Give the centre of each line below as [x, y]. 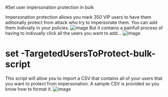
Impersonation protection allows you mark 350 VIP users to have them [78, 17]
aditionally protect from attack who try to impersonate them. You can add [81, 22]
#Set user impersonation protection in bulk [50, 7]
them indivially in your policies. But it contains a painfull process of [84, 28]
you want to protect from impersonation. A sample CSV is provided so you [82, 83]
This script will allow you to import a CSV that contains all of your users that [84, 78]
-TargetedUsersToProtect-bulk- [88, 54]
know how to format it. [29, 89]
